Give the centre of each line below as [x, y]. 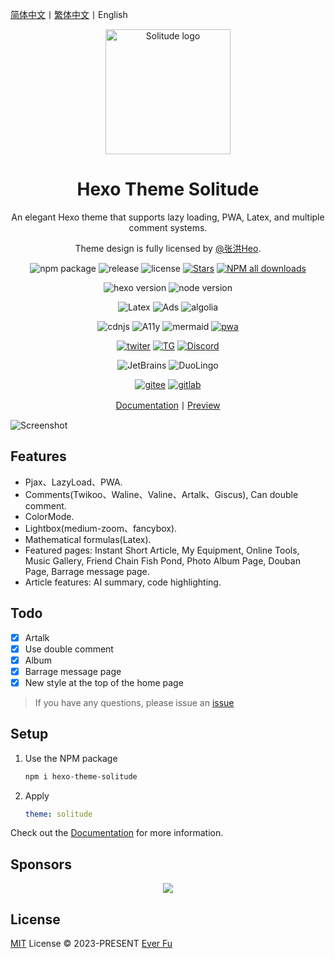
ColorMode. [49, 516]
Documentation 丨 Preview [168, 405]
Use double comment [69, 649]
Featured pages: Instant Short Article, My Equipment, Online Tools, [162, 550]
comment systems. [168, 227]
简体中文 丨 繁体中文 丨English [69, 14]
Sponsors [41, 864]
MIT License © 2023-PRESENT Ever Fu [91, 944]
